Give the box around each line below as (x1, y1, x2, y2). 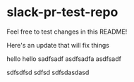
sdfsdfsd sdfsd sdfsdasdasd (6, 68, 90, 76)
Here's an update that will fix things (6, 41, 110, 49)
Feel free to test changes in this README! (6, 27, 128, 36)
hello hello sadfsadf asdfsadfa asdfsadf (6, 54, 121, 63)
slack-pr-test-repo (6, 4, 118, 20)
